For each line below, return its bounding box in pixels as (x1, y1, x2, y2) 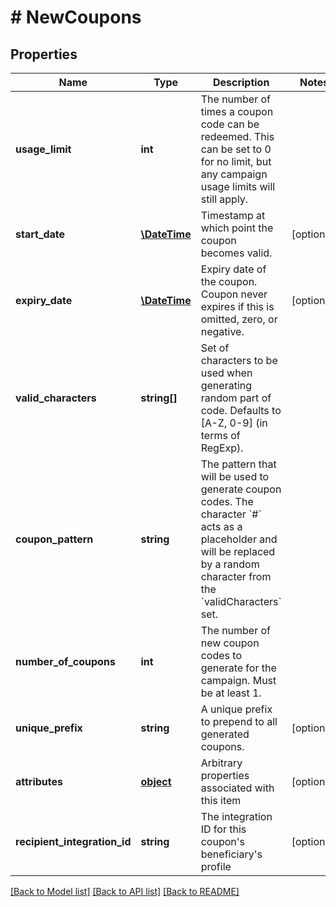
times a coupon (200, 105, 274, 118)
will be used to (200, 470, 270, 483)
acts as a (200, 520, 243, 533)
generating (200, 379, 253, 392)
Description (212, 76, 270, 89)
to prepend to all (200, 715, 278, 728)
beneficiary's (200, 847, 263, 861)
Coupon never (200, 287, 268, 301)
